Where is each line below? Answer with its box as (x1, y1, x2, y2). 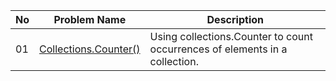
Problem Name (53, 13, 127, 26)
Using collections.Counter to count (149, 30, 313, 43)
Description (206, 13, 264, 26)
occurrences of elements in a (149, 42, 288, 56)
